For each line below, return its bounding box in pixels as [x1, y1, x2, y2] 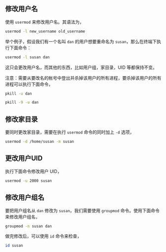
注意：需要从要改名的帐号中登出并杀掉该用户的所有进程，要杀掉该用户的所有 [5, 75, 162, 81]
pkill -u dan [5, 91, 32, 96]
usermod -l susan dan [5, 54, 50, 60]
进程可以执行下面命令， [5, 81, 53, 87]
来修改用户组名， [5, 214, 40, 220]
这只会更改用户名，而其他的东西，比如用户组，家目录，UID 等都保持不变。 [5, 64, 158, 70]
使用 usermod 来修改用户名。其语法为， [5, 19, 84, 25]
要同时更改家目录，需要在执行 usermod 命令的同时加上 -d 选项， [5, 129, 135, 135]
